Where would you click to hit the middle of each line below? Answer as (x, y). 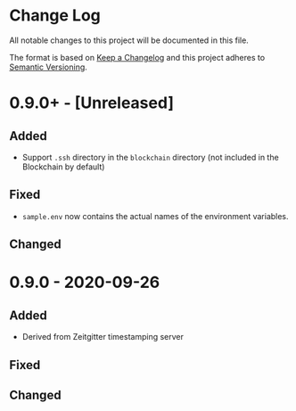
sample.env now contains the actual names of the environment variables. (155, 216)
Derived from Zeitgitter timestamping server (103, 337)
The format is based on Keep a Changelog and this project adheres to (137, 57)
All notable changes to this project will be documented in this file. (129, 40)
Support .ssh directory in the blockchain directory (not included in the (150, 157)
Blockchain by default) (63, 167)
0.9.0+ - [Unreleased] (91, 103)
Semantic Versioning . (48, 67)
